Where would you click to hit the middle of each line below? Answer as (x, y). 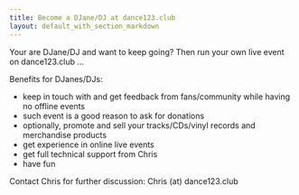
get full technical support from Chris (90, 153)
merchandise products (64, 135)
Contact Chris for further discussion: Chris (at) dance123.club (124, 181)
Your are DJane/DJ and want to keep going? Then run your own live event (147, 51)
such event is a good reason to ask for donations (113, 116)
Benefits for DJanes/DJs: (56, 79)
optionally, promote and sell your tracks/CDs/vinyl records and (139, 125)
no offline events (54, 106)
